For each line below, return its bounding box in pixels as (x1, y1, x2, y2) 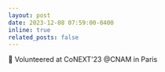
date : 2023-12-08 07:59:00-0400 (8, 19, 114, 27)
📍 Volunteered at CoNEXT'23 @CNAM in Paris (8, 55, 158, 64)
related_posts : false (8, 33, 79, 41)
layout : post (8, 11, 51, 20)
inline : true (8, 26, 51, 34)
